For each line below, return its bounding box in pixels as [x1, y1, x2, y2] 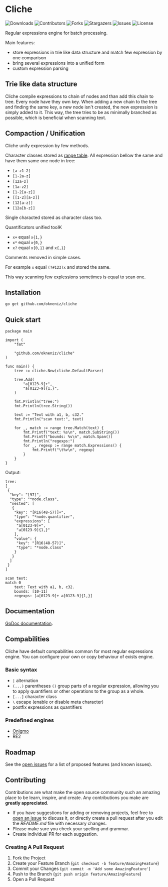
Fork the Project [12, 855, 46, 861]
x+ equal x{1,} [12, 234, 42, 240]
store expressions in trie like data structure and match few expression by [12, 49, 162, 55]
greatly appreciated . [5, 800, 48, 806]
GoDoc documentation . [5, 620, 53, 626]
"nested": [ [9, 501, 35, 506]
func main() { [5, 364, 35, 369]
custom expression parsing [12, 65, 69, 71]
